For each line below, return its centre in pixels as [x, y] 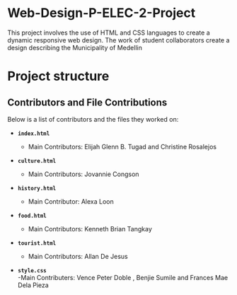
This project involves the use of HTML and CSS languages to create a [109, 33]
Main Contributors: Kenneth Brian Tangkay [90, 229]
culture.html [37, 161]
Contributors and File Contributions [87, 102]
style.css [32, 270]
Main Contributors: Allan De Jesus [78, 256]
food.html [32, 216]
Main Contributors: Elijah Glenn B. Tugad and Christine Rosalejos [122, 146]
